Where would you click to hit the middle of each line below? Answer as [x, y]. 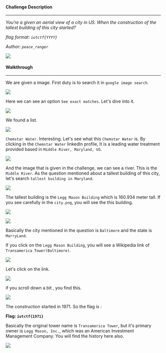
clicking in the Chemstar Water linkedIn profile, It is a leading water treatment [83, 144]
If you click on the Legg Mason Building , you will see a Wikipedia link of [78, 245]
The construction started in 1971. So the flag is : [54, 307]
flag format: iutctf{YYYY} [32, 37]
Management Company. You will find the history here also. [65, 336]
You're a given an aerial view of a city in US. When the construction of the [81, 23]
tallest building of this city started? [41, 28]
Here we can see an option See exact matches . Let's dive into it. [70, 101]
